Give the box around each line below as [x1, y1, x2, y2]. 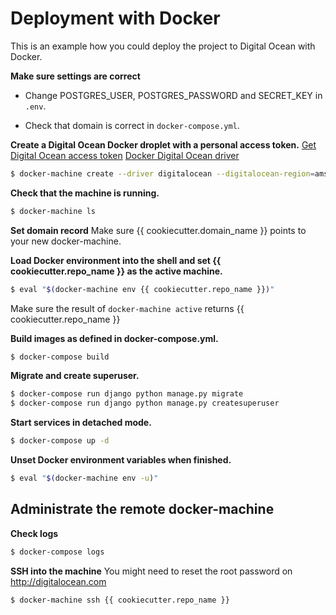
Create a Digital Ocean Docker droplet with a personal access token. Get [10, 138, 317, 151]
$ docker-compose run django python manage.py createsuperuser [10, 398, 280, 409]
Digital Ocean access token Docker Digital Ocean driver [10, 149, 240, 161]
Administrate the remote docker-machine [10, 501, 275, 518]
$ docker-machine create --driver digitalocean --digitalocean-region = [10, 168, 315, 179]
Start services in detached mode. [10, 417, 152, 429]
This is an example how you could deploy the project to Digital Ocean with [10, 40, 316, 52]
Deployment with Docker [10, 7, 221, 30]
